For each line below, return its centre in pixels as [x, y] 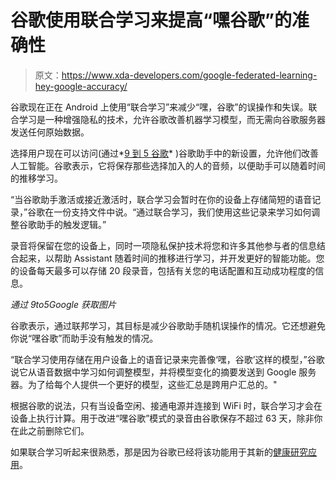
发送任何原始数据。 [50, 132]
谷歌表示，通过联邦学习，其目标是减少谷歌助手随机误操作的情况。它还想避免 [168, 325]
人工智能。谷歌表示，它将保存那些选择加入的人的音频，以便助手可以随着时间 [168, 165]
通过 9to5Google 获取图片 [63, 304]
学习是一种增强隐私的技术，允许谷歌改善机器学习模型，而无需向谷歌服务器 [172, 119]
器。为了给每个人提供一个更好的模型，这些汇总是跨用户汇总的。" [144, 384]
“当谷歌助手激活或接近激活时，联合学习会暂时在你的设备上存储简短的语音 [161, 199]
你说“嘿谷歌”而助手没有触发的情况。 [84, 338]
